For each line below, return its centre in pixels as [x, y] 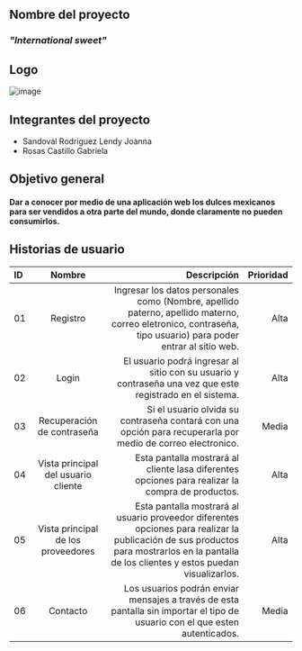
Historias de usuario [67, 250]
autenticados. [210, 633]
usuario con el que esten [187, 622]
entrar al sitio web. [200, 346]
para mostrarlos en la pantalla [177, 551]
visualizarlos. [212, 574]
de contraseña [68, 431]
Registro [68, 318]
